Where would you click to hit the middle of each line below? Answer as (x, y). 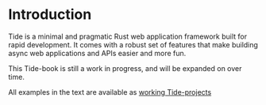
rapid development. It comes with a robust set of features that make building (133, 44)
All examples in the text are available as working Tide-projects (110, 92)
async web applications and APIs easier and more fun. (97, 53)
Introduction (50, 15)
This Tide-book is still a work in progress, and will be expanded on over (125, 68)
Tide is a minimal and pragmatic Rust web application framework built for (128, 36)
